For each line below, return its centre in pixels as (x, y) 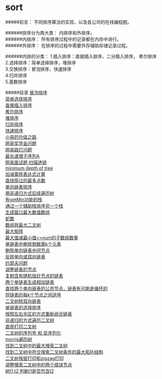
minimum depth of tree (29, 168)
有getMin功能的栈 (24, 199)
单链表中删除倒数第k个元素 (33, 244)
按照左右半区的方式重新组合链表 (39, 313)
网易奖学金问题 (21, 143)
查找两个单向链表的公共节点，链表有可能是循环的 (56, 288)
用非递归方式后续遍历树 (30, 193)
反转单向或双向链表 (25, 257)
